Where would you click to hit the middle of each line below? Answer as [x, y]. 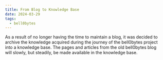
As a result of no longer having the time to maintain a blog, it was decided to [81, 37]
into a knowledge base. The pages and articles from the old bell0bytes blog [81, 47]
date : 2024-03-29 [23, 14]
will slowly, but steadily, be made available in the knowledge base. [71, 53]
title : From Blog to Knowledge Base [42, 10]
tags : [10, 19]
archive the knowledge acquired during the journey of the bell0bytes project [81, 42]
